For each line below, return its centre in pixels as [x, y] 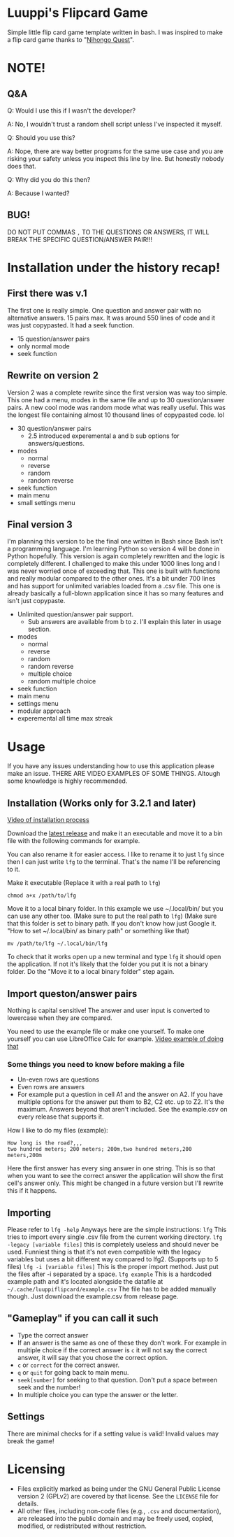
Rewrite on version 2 [53, 376]
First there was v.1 [47, 293]
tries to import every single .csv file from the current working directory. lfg [115, 1237]
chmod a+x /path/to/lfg [42, 896]
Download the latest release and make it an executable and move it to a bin [115, 833]
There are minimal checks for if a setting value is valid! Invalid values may [113, 1433]
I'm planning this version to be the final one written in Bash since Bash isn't [115, 541]
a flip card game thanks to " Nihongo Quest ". [71, 39]
